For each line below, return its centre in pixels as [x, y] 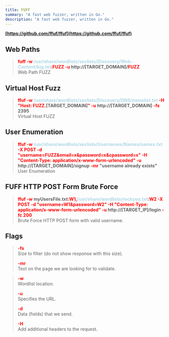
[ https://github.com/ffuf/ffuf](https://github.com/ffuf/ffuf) [69, 34]
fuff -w [25, 61]
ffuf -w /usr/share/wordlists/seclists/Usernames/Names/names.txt [90, 144]
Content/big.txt [34, 67]
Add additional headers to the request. [58, 329]
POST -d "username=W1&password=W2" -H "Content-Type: [83, 204]
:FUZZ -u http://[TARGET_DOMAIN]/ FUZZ [95, 67]
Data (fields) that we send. [45, 314]
